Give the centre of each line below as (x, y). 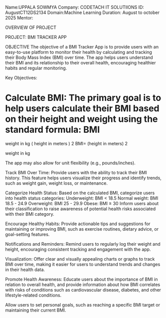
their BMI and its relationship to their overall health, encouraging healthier (81, 63)
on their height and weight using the (82, 119)
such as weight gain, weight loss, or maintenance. (57, 183)
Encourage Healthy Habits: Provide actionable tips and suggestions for (78, 224)
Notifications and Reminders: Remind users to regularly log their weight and (83, 244)
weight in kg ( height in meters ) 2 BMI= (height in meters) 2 (67, 143)
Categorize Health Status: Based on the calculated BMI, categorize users (80, 193)
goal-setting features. (27, 234)
